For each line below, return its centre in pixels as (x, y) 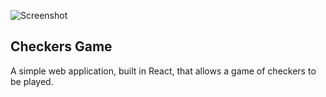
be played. (32, 81)
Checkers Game (61, 46)
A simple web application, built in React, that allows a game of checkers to (163, 71)
